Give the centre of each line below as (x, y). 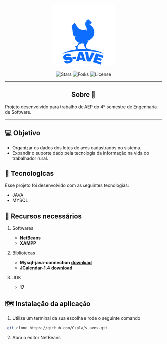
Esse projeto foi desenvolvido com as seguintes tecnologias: (67, 185)
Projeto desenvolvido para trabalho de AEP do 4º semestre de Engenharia (81, 107)
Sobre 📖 (83, 94)
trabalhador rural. (30, 158)
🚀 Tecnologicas (29, 174)
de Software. (18, 112)
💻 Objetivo (23, 133)
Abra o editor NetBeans (36, 337)
